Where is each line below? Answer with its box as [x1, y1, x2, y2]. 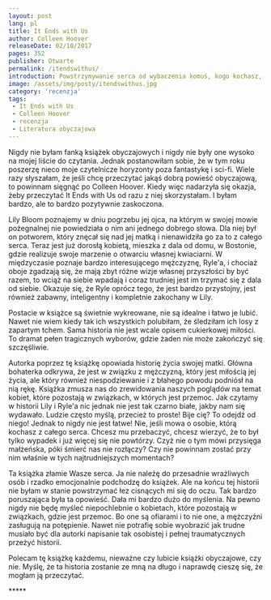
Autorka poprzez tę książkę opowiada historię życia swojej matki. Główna [8, 358, 253, 367]
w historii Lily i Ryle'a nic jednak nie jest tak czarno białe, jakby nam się [8, 401, 245, 410]
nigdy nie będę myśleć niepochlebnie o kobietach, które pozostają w [8, 503, 237, 512]
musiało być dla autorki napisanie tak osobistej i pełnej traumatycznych [8, 529, 245, 538]
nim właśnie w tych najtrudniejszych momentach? [8, 452, 175, 462]
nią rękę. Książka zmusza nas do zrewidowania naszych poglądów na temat [8, 384, 261, 393]
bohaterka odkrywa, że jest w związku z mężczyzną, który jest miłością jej [8, 366, 256, 376]
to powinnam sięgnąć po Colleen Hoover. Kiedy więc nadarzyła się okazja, [8, 182, 256, 191]
